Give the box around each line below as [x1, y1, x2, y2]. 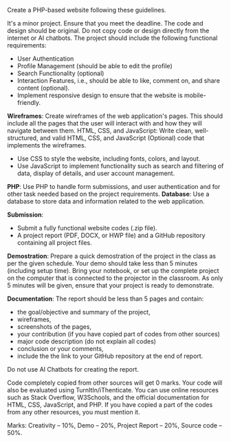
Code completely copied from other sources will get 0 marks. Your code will [7, 379, 223, 387]
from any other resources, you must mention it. [7, 408, 140, 416]
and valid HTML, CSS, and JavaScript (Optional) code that [40, 134, 205, 142]
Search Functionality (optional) [16, 69, 104, 77]
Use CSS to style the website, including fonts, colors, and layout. [16, 154, 201, 163]
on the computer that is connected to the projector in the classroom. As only [7, 274, 223, 282]
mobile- [184, 91, 206, 99]
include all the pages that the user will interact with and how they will [7, 119, 203, 127]
